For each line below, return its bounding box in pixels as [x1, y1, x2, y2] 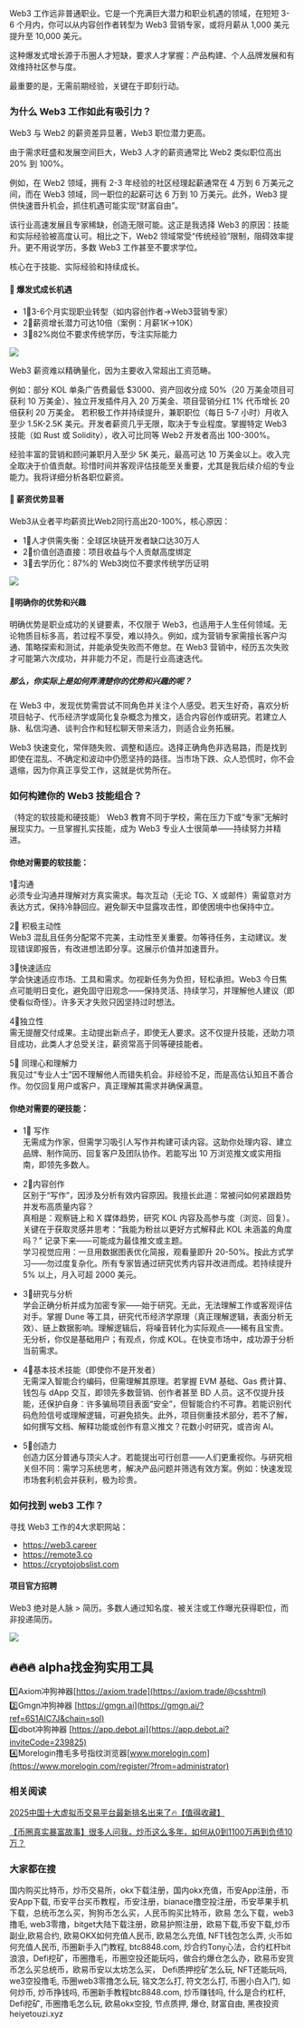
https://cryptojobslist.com [22, 1558, 119, 1569]
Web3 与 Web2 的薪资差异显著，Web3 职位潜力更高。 [9, 128, 211, 139]
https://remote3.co [22, 1549, 93, 1560]
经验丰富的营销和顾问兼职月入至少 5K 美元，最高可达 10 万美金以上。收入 [9, 448, 282, 460]
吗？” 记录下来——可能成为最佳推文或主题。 [22, 1234, 187, 1245]
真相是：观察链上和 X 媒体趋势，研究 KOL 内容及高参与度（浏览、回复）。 [22, 1212, 295, 1223]
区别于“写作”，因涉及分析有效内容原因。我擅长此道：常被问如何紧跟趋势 [22, 1189, 292, 1200]
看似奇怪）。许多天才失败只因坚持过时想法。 [16, 997, 180, 1008]
